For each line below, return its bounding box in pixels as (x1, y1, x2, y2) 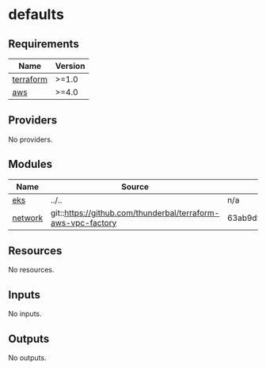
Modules (8, 158, 53, 171)
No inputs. (8, 309, 42, 318)
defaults (8, 6, 65, 24)
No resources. (8, 265, 55, 275)
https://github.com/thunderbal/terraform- (64, 207, 220, 219)
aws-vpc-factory (50, 217, 117, 228)
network (12, 212, 44, 223)
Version (55, 61, 85, 71)
